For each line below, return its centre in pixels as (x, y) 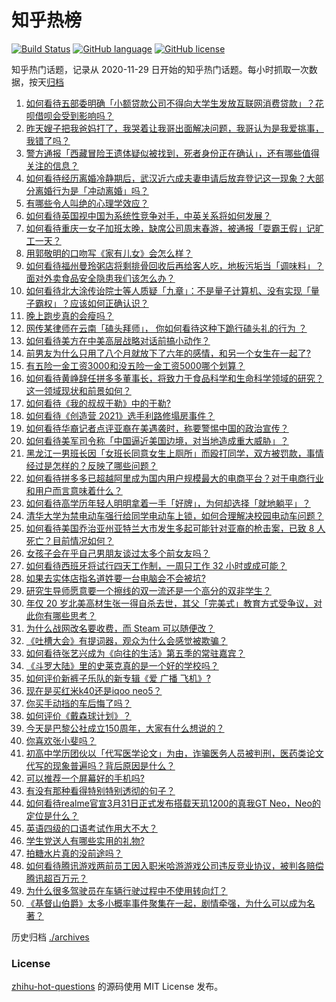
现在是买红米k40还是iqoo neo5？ (94, 690)
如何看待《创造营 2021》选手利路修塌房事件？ (120, 415)
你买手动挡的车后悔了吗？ (78, 703)
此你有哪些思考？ (61, 615)
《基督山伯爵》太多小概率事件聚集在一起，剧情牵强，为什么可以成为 (166, 903)
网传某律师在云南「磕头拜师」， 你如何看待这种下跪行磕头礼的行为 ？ (166, 328)
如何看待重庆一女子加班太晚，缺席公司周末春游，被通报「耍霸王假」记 (170, 228)
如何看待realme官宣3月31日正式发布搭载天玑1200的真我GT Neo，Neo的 (173, 803)
